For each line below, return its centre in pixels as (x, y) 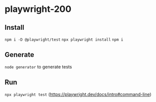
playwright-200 (38, 9)
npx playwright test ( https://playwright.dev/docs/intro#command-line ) (78, 94)
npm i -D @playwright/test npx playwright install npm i (64, 40)
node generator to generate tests (38, 67)
